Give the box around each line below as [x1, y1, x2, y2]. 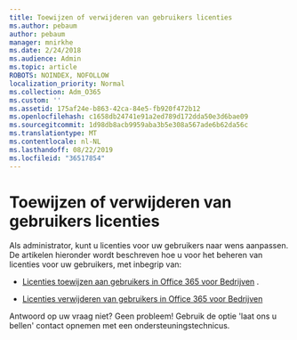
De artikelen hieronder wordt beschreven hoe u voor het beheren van [9, 250, 263, 261]
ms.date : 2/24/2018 [9, 46, 82, 55]
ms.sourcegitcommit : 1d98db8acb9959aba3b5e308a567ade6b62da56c [9, 121, 249, 130]
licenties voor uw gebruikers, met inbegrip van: [9, 259, 182, 270]
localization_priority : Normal [9, 79, 125, 88]
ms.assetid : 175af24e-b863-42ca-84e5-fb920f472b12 [9, 104, 201, 113]
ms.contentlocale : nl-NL [9, 137, 101, 146]
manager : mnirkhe [9, 37, 74, 47]
